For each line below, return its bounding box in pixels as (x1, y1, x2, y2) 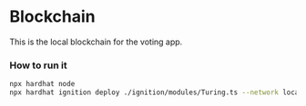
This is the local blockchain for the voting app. (9, 36, 183, 47)
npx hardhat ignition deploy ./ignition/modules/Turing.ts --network (9, 88, 280, 97)
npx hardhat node (9, 80, 76, 89)
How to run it (9, 59, 67, 72)
